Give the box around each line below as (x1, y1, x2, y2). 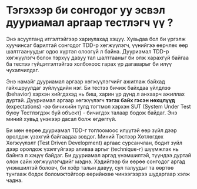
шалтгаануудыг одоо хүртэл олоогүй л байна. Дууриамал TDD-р (6, 48, 169, 55)
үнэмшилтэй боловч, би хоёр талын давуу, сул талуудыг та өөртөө (6, 164, 174, 171)
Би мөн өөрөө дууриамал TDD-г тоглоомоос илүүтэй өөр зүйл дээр (6, 127, 178, 134)
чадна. (6, 177, 23, 184)
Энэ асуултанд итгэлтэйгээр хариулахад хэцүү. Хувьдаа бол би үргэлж (6, 35, 186, 42)
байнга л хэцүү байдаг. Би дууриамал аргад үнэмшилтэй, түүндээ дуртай (6, 151, 192, 158)
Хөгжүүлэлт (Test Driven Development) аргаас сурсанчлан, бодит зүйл (6, 139, 183, 146)
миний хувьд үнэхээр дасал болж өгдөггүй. (6, 115, 116, 122)
